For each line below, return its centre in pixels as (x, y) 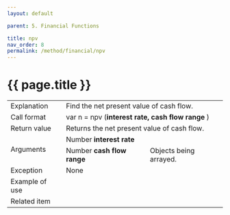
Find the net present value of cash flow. (130, 106)
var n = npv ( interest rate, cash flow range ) (138, 117)
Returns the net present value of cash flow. (135, 128)
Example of (29, 181)
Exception (27, 170)
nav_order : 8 (26, 45)
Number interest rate (100, 139)
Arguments (28, 150)
